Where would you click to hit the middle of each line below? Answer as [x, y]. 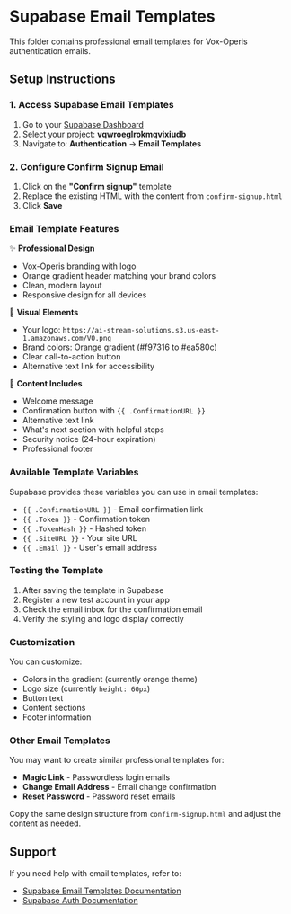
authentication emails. [50, 50]
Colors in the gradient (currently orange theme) [110, 679]
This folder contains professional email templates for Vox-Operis [129, 41]
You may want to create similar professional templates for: [117, 760]
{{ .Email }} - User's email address [89, 547]
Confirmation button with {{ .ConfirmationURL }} [114, 411]
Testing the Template [57, 571]
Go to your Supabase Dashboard [83, 124]
